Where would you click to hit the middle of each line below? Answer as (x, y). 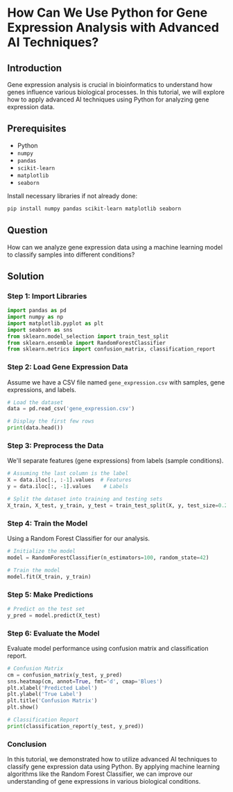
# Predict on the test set (46, 609)
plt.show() (23, 707)
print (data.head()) (35, 428)
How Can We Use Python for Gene (107, 13)
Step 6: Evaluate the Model (53, 633)
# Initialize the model (42, 551)
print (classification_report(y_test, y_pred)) (76, 726)
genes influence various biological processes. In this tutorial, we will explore (116, 92)
